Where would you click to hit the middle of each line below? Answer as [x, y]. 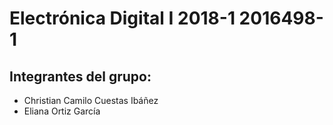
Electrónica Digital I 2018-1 [122, 18]
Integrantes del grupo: [80, 76]
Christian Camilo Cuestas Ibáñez [91, 100]
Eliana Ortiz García [62, 111]
